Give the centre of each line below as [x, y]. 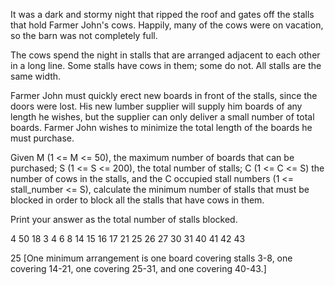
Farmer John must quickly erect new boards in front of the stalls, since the [164, 95]
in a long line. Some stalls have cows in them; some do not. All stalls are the [166, 65]
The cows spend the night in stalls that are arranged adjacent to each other [165, 55]
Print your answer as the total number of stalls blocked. [124, 219]
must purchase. [42, 138]
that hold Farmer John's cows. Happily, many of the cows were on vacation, [167, 25]
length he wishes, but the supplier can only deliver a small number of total [162, 117]
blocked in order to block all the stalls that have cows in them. [137, 200]
